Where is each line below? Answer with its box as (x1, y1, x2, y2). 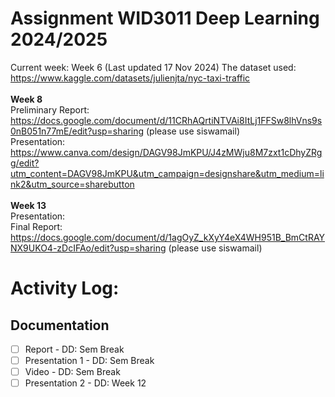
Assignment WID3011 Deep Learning (10, 7, 320, 30)
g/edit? (10, 157, 40, 169)
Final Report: (10, 220, 63, 232)
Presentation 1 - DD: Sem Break (24, 355, 155, 366)
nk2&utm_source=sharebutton (10, 178, 135, 190)
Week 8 (10, 93, 43, 105)
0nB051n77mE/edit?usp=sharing (10, 125, 145, 137)
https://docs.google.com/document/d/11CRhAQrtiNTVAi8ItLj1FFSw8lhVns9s (10, 114, 323, 126)
